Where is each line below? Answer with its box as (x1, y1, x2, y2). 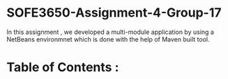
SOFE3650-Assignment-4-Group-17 (6, 5, 222, 21)
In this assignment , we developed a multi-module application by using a (6, 28, 214, 36)
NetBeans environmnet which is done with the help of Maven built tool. (6, 35, 210, 43)
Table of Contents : (6, 60, 119, 76)
